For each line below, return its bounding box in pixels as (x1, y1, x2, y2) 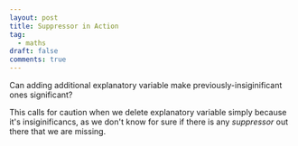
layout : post (9, 13, 59, 23)
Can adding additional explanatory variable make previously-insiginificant (9, 80, 283, 90)
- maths (17, 38, 47, 48)
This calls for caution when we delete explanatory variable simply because (9, 107, 287, 117)
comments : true (9, 55, 67, 64)
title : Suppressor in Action (9, 22, 119, 31)
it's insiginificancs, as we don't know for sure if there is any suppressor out (9, 116, 289, 127)
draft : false (9, 47, 59, 56)
